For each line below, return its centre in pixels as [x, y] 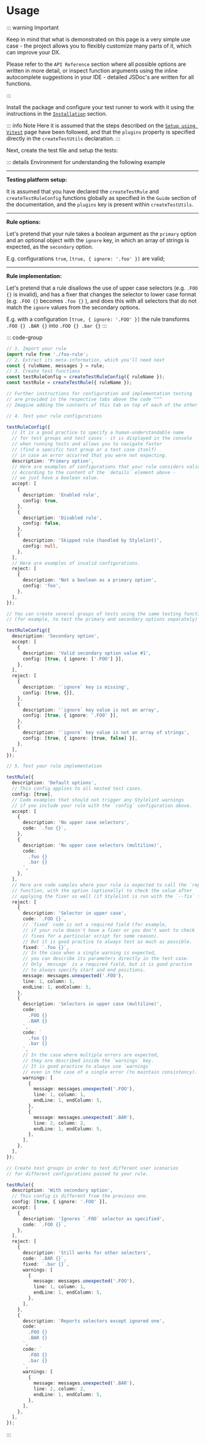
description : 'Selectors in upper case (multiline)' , [92, 1004]
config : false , [42, 523]
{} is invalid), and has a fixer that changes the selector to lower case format [101, 294]
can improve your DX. [34, 52]
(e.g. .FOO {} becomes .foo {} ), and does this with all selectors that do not [102, 301]
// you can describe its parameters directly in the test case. [106, 959]
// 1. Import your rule [37, 348]
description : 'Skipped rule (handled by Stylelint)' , [92, 540]
